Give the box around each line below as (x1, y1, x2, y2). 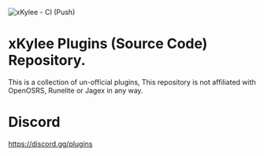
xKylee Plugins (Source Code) (8, 35, 208, 53)
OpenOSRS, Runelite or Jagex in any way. (8, 85, 143, 95)
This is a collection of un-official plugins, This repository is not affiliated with (8, 77, 256, 86)
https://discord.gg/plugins (8, 139, 93, 148)
